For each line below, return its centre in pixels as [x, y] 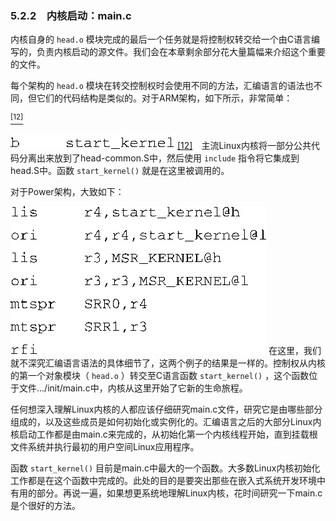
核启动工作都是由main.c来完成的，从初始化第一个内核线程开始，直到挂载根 [164, 434]
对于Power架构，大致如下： [67, 191]
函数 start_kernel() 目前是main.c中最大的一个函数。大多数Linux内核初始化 [165, 468]
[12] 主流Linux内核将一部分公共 [244, 145]
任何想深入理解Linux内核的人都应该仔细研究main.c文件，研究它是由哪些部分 [166, 409]
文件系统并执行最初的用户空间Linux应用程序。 [105, 446]
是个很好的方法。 [45, 505]
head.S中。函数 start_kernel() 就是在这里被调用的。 [120, 170]
